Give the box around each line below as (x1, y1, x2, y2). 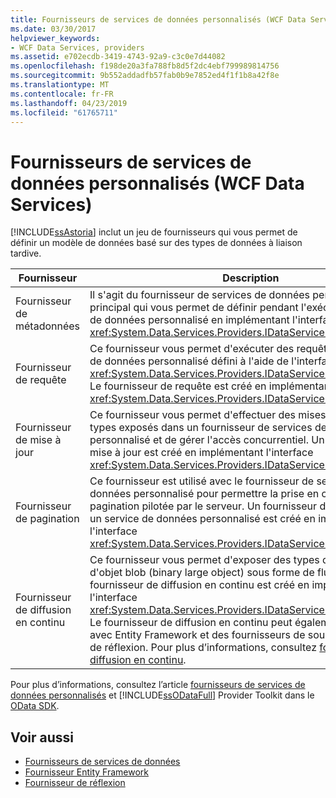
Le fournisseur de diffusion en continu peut (89, 616, 293, 630)
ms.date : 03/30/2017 (10, 24, 97, 34)
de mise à (15, 433, 62, 447)
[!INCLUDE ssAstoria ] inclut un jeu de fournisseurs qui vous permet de (10, 226, 298, 238)
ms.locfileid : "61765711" (10, 107, 118, 118)
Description (222, 271, 280, 285)
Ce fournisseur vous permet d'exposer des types (89, 553, 320, 567)
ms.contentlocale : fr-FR (10, 89, 114, 99)
